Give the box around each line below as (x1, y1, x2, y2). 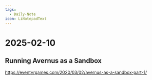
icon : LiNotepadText (5, 16, 47, 21)
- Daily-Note (9, 12, 36, 17)
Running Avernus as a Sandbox (5, 57, 102, 65)
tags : (5, 7, 16, 12)
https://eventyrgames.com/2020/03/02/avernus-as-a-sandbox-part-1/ (5, 69, 147, 76)
